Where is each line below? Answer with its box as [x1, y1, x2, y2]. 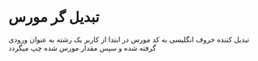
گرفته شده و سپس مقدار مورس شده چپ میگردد [8, 43, 157, 52]
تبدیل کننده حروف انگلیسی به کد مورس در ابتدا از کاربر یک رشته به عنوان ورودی [8, 35, 250, 44]
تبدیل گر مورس [8, 8, 100, 26]
